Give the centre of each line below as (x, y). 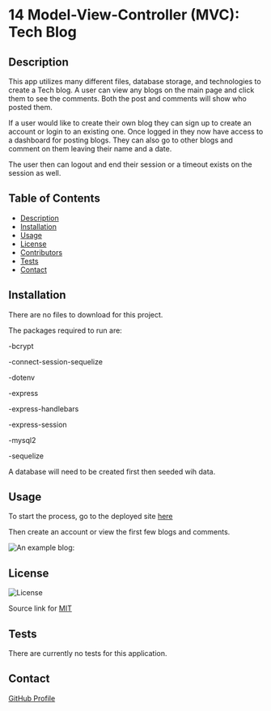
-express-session (38, 424)
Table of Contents (55, 199)
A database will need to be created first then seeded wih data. (112, 471)
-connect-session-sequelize (56, 361)
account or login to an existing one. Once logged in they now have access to (136, 132)
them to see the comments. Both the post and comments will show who (127, 98)
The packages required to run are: (66, 330)
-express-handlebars (44, 409)
